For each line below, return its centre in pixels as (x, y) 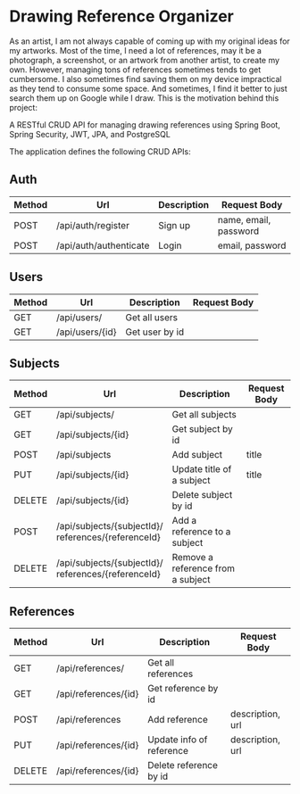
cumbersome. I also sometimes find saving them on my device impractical (146, 79)
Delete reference (183, 765)
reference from (203, 568)
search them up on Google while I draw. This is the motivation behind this (144, 98)
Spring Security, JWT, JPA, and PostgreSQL (90, 134)
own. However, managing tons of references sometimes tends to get (135, 70)
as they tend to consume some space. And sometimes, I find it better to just (148, 88)
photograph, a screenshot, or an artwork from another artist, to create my (144, 60)
